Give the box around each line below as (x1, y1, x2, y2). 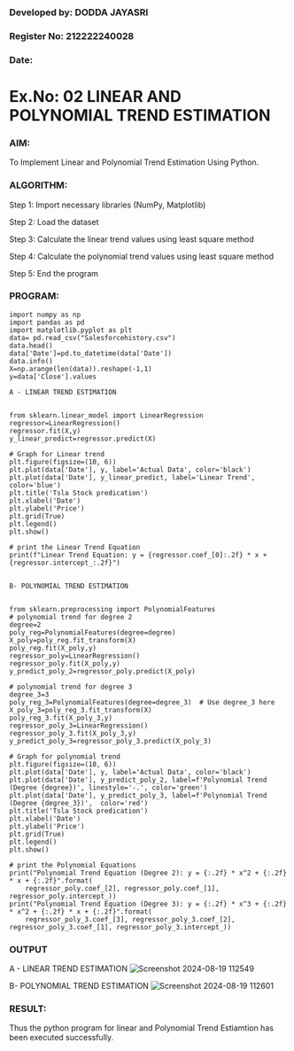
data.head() (9, 341, 53, 350)
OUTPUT (9, 943, 48, 955)
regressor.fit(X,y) (9, 426, 81, 435)
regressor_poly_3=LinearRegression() (9, 720, 149, 730)
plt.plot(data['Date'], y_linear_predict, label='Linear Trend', (9, 472, 255, 482)
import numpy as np (9, 310, 81, 319)
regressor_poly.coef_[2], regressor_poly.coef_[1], (25, 884, 220, 892)
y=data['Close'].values (9, 372, 97, 381)
